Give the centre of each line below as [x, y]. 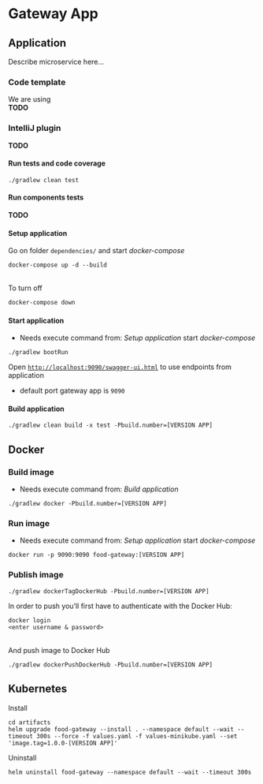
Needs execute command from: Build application [99, 489]
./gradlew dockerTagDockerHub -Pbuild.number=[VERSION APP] [109, 591]
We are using [30, 99]
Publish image [36, 575]
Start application [36, 320]
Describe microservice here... [56, 62]
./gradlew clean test [44, 180]
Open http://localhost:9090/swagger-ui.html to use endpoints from [120, 367]
